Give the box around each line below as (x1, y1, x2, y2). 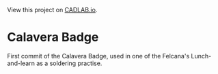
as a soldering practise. (36, 59, 103, 67)
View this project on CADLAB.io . (7, 6, 98, 14)
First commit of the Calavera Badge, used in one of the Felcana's (7, 52, 190, 60)
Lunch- (191, 52, 212, 60)
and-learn (7, 59, 36, 67)
